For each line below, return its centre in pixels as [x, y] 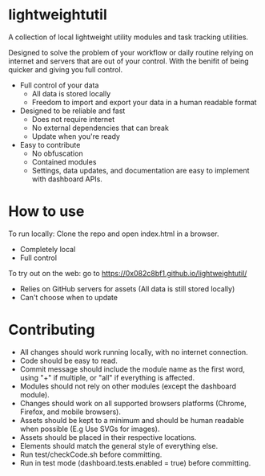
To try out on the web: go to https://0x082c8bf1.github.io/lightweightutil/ [128, 273]
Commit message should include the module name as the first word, [132, 369]
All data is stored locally [71, 93]
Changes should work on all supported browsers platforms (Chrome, [133, 403]
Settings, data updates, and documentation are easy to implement [141, 170]
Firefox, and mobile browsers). [70, 412]
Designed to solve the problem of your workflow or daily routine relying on [131, 52]
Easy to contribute [50, 144]
